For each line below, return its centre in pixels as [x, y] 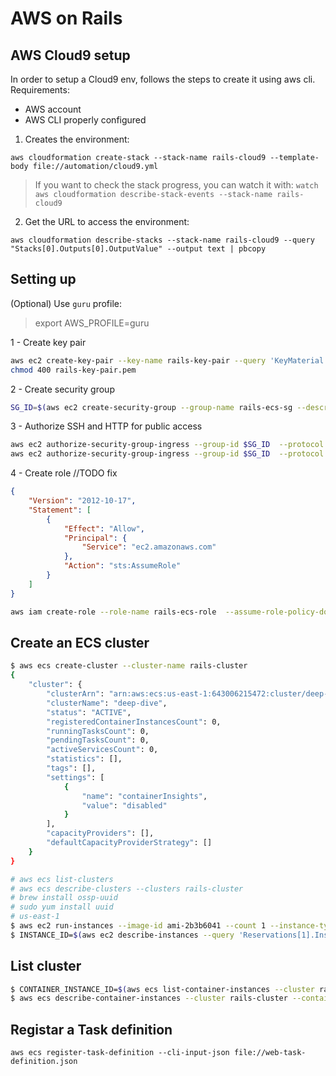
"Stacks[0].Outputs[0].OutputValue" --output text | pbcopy [138, 249]
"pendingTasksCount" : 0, [98, 740]
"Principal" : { [95, 538]
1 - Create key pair [48, 342]
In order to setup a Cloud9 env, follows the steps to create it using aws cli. [163, 79]
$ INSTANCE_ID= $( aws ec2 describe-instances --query [122, 935]
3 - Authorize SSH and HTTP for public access [106, 426]
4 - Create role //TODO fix [64, 473]
